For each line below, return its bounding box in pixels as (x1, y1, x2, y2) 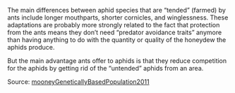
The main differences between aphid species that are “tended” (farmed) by (7, 6, 226, 14)
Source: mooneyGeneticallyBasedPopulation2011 (7, 78, 150, 86)
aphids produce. (7, 43, 55, 51)
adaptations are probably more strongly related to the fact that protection (7, 21, 220, 29)
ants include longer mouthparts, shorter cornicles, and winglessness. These (7, 13, 229, 22)
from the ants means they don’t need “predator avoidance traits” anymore (7, 28, 222, 36)
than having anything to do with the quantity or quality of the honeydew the (7, 36, 227, 44)
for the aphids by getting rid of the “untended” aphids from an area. (7, 64, 204, 72)
